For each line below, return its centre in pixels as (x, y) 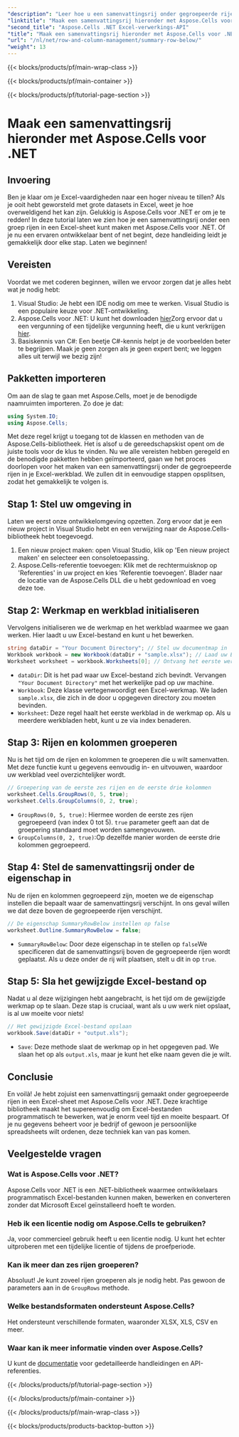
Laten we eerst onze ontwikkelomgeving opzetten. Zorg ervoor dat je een (115, 521)
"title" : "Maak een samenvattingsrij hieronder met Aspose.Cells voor (114, 34)
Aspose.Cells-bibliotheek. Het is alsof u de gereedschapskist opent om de (116, 444)
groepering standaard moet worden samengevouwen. (96, 830)
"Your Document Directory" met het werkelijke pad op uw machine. (116, 682)
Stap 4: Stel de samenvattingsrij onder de (101, 868)
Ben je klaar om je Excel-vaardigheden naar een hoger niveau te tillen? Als (116, 197)
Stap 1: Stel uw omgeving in (70, 504)
